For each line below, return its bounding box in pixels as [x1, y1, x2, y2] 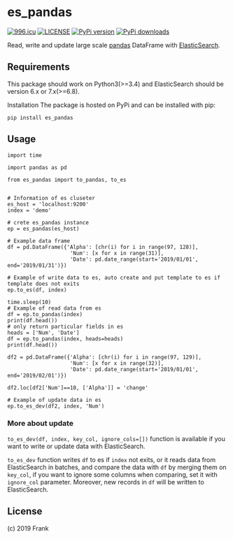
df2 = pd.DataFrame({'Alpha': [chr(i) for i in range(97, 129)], [7, 354, 202, 361]
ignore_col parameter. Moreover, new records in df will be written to [7, 477, 204, 486]
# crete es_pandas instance [7, 219, 90, 226]
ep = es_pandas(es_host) [7, 225, 80, 232]
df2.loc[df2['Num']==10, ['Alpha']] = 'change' [7, 384, 149, 391]
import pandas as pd [7, 164, 68, 171]
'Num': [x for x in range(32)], [69, 359, 164, 367]
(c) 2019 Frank [7, 524, 49, 532]
